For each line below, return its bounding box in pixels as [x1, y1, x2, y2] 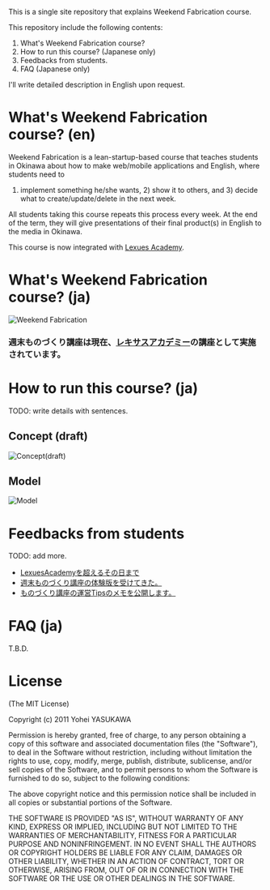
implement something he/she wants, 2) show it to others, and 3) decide [19, 185, 259, 195]
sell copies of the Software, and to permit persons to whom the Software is [8, 765, 259, 775]
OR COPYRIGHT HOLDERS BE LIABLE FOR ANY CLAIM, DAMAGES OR [8, 848, 243, 858]
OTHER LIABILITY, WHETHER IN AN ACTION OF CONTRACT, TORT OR [8, 857, 244, 866]
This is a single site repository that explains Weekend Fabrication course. [8, 7, 252, 16]
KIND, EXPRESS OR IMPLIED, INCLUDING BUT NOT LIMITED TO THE [8, 822, 238, 832]
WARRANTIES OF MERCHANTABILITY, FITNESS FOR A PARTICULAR [8, 831, 237, 841]
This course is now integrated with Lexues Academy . [8, 242, 184, 252]
